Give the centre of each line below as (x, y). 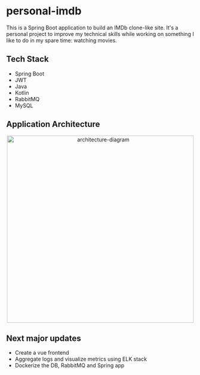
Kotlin (22, 93)
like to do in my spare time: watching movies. (62, 40)
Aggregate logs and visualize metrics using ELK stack (81, 359)
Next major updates (44, 338)
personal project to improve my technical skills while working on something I (100, 34)
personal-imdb (44, 11)
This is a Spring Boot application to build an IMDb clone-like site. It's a (92, 28)
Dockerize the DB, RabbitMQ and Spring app (70, 365)
